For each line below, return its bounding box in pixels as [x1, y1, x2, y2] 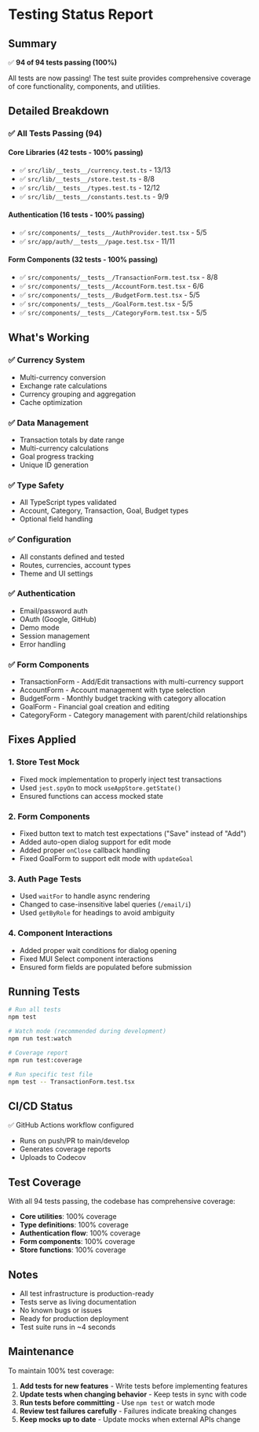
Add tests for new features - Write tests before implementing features [19, 1381, 248, 1390]
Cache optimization [19, 397, 83, 407]
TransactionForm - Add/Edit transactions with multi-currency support [19, 677, 244, 687]
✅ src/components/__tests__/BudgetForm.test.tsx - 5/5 [19, 289, 200, 300]
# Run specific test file [8, 1070, 93, 1078]
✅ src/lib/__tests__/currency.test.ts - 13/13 [19, 165, 171, 175]
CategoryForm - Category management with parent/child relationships [19, 710, 248, 720]
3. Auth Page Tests [8, 874, 82, 884]
